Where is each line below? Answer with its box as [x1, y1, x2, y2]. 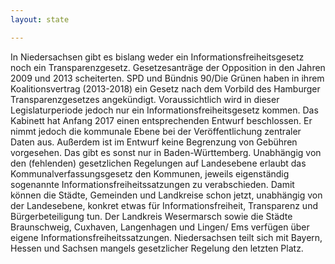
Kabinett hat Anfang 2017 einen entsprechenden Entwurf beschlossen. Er [10, 114, 313, 126]
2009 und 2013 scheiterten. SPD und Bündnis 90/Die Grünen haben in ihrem [10, 72, 325, 84]
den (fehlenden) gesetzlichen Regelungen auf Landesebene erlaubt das [10, 157, 307, 169]
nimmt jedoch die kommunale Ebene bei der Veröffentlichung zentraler [10, 125, 302, 137]
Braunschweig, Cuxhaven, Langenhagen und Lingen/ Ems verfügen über [10, 221, 310, 233]
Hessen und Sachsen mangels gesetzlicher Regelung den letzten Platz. [10, 242, 304, 254]
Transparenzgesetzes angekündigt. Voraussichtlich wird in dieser [10, 93, 280, 105]
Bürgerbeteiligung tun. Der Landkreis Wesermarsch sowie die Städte [10, 210, 293, 222]
